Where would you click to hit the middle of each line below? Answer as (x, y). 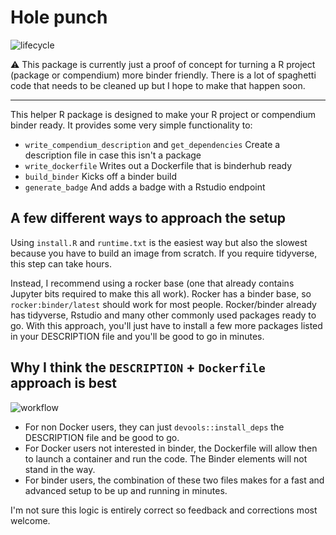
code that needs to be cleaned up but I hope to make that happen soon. (158, 85)
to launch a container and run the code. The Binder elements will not (166, 458)
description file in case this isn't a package (113, 155)
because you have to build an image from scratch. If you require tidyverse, (164, 253)
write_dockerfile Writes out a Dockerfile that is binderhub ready (158, 165)
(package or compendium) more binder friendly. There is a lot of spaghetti (163, 75)
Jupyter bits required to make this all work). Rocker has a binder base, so (161, 293)
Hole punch (59, 17)
